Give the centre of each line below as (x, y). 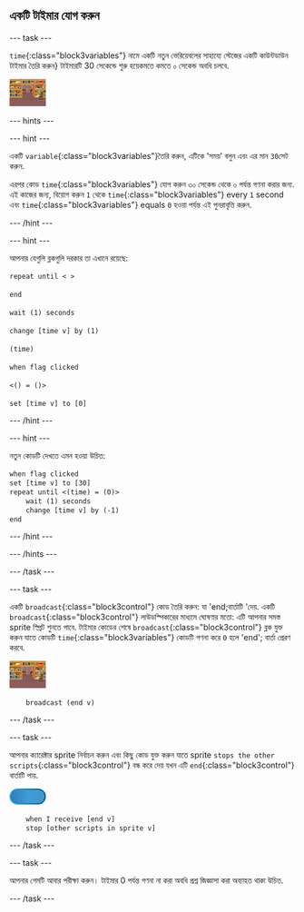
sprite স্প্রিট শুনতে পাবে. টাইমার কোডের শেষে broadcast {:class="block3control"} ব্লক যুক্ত (146, 627)
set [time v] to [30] (50, 483)
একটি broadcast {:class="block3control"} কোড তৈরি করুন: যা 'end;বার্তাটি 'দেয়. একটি (142, 606)
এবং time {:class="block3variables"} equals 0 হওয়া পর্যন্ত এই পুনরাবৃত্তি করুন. (131, 204)
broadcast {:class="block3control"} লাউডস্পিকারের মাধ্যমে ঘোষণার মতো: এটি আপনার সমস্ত (145, 617)
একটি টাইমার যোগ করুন (54, 16)
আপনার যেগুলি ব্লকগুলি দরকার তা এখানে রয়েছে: (69, 258)
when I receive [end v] (71, 819)
